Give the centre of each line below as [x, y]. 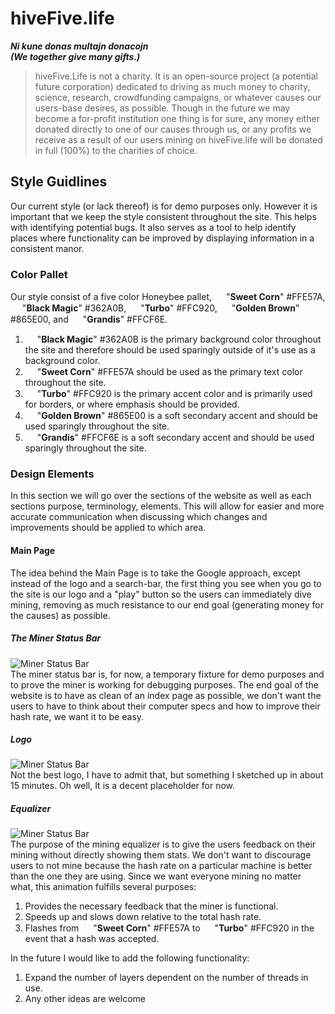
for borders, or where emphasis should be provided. [132, 404]
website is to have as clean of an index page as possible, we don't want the [166, 695]
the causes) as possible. [60, 615]
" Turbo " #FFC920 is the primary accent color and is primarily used [174, 394]
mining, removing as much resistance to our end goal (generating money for [167, 604]
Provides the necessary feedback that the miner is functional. [151, 906]
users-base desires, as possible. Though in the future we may [162, 108]
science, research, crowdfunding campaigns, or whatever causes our [178, 97]
